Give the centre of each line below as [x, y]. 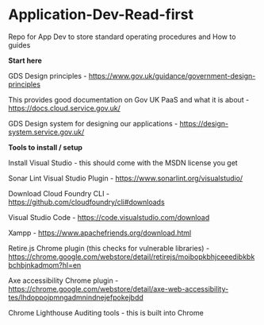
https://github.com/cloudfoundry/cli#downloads [86, 202]
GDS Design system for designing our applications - [93, 123]
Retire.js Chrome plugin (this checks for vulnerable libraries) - [109, 248]
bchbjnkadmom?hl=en [45, 265]
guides [19, 44]
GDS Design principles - [48, 75]
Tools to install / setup [46, 147]
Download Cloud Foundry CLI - [59, 193]
